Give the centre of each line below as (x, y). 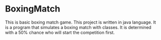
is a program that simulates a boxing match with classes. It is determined (78, 27)
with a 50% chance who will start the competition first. (60, 32)
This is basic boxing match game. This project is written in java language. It (80, 22)
